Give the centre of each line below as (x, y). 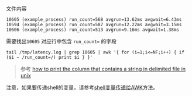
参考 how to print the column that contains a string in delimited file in (103, 69)
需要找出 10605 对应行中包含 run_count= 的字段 (61, 41)
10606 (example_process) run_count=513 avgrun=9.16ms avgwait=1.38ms (93, 30)
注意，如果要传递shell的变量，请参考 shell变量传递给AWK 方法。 (82, 87)
